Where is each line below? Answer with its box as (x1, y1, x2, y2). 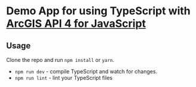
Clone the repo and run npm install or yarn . (6, 57, 115, 63)
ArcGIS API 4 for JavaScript (6, 17, 146, 30)
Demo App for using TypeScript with (6, 4, 191, 18)
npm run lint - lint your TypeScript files (14, 74, 113, 81)
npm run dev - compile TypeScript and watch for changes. (14, 68, 158, 75)
